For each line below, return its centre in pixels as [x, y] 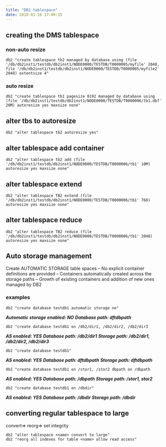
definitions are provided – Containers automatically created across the [79, 273]
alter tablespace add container [55, 148]
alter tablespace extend [44, 184]
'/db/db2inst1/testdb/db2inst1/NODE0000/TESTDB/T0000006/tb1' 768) [78, 200]
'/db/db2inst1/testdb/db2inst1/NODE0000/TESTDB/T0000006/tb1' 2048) [79, 236]
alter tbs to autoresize [41, 121]
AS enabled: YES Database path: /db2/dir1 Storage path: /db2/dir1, [78, 336]
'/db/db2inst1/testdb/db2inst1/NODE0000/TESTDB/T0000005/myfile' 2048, [82, 65]
